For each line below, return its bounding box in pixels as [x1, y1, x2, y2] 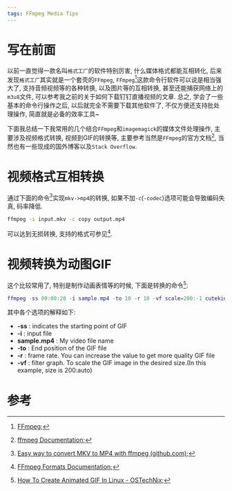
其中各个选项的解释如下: [7, 308, 76, 316]
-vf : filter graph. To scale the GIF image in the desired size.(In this [17, 359, 206, 367]
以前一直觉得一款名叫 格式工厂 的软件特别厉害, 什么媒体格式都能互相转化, [7, 66, 209, 75]
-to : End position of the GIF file [17, 344, 107, 352]
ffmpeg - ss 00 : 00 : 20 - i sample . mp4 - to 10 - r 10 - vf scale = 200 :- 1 [7, 295, 202, 302]
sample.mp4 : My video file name [17, 337, 114, 345]
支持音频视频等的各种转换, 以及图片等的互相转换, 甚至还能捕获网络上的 [22, 84, 223, 92]
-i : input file [17, 330, 52, 338]
